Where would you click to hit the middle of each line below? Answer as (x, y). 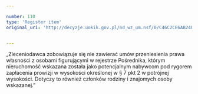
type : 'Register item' (34, 22)
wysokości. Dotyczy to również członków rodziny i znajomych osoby (89, 79)
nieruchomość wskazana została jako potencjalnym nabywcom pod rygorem (99, 67)
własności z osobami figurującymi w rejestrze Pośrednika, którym (86, 60)
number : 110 (21, 16)
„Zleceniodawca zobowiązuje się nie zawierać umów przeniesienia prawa (95, 54)
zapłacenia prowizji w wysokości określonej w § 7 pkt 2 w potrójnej (88, 73)
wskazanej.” (21, 85)
